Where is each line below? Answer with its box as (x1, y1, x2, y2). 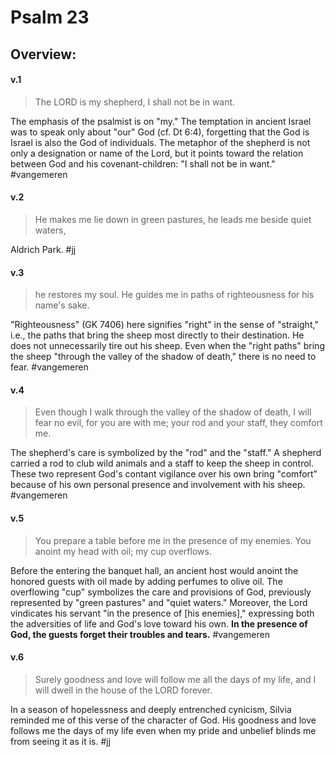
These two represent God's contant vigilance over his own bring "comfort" (10, 468, 318, 480)
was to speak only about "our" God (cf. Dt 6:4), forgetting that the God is (10, 126, 310, 138)
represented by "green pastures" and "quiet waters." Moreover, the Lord (10, 596, 308, 608)
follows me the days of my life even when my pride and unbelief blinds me (10, 724, 317, 736)
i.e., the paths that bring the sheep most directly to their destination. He (10, 329, 305, 341)
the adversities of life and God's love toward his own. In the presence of (10, 617, 308, 630)
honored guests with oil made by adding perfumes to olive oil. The (10, 575, 283, 587)
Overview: (10, 46, 77, 63)
